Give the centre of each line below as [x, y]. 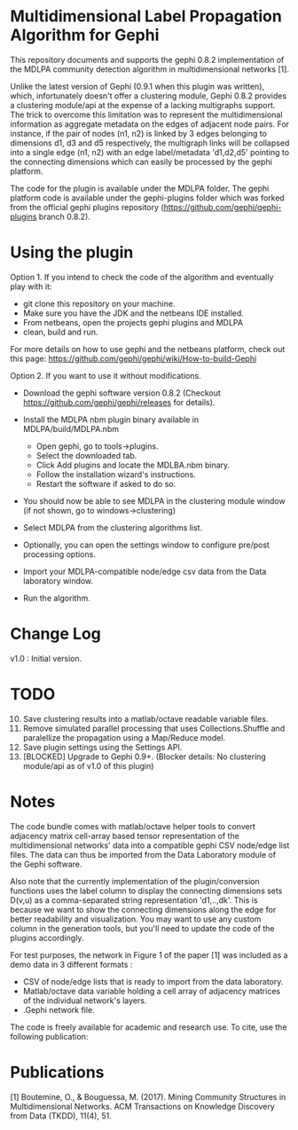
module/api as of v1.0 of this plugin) [88, 765]
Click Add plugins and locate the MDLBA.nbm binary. [133, 465]
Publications [57, 1072]
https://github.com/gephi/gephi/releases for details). [119, 402]
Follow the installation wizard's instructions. [116, 474]
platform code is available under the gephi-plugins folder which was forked [147, 198]
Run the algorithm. [57, 598]
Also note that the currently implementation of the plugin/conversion [135, 881]
